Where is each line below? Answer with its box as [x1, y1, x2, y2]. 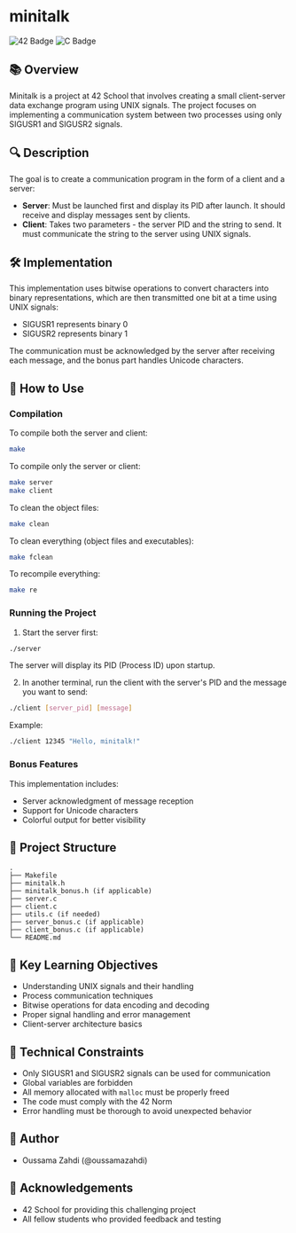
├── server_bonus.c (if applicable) [9, 918, 144, 927]
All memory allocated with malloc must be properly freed [21, 1087, 230, 1097]
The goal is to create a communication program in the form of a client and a [9, 173, 285, 184]
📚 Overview [9, 62, 80, 77]
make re [9, 585, 38, 595]
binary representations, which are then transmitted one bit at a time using [9, 293, 277, 303]
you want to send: [21, 687, 89, 697]
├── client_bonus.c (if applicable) [9, 925, 144, 935]
